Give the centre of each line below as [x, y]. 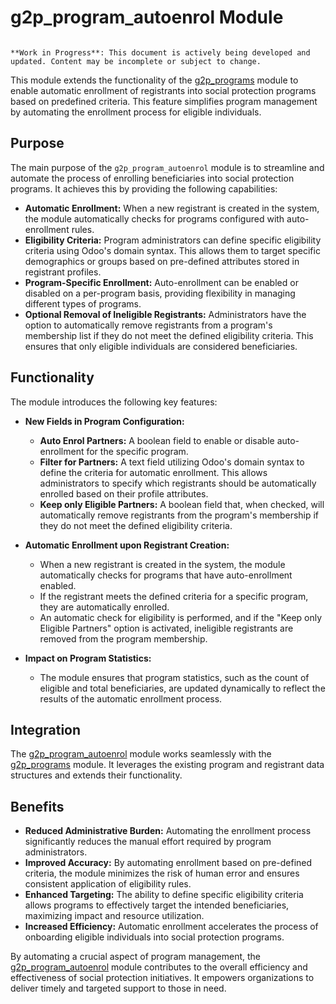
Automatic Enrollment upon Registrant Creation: [127, 545]
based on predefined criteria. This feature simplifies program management [164, 101]
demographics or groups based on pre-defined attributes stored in [162, 261]
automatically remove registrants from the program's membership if [179, 515]
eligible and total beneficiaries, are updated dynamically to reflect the [182, 688]
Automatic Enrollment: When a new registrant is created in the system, [172, 208]
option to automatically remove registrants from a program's [148, 325]
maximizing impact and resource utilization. [114, 916]
